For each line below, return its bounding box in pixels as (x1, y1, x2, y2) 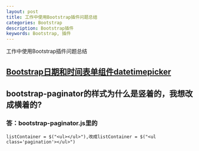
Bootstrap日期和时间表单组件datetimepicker (6, 66, 171, 77)
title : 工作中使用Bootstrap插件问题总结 (6, 14, 98, 20)
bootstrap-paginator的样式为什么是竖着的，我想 (6, 88, 185, 98)
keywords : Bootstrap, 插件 (6, 31, 71, 37)
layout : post (6, 8, 39, 15)
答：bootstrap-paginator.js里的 (6, 119, 98, 127)
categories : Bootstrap (6, 20, 62, 25)
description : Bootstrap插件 (6, 25, 74, 31)
